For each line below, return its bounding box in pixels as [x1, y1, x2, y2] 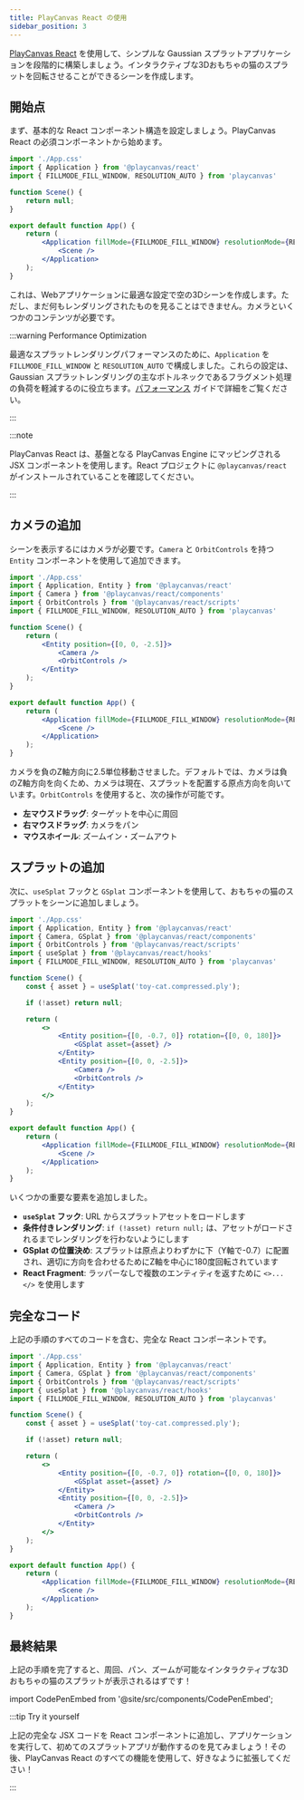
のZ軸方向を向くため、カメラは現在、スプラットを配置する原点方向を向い [9, 778, 284, 789]
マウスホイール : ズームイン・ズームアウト [22, 831, 178, 841]
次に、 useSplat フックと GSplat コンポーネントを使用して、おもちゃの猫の [9, 885, 287, 896]
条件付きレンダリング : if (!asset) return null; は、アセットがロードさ [22, 1223, 294, 1234]
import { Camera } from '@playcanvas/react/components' [9, 590, 224, 599]
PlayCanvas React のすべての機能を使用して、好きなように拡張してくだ [24, 1753, 291, 1764]
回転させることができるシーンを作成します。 [33, 70, 199, 82]
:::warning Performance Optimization [9, 330, 147, 341]
